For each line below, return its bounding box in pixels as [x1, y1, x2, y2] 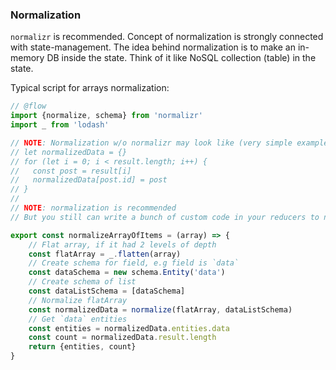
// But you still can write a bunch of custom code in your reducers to [10, 212, 320, 222]
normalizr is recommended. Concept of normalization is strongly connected [10, 31, 324, 43]
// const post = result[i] [10, 166, 132, 176]
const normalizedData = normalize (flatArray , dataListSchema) [28, 304, 293, 315]
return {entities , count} [28, 342, 137, 352]
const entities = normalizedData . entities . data [28, 323, 230, 333]
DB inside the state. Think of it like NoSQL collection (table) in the [46, 52, 317, 64]
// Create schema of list [28, 277, 137, 287]
